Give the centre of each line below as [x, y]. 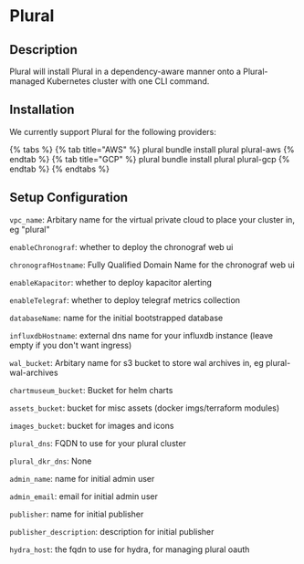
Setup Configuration [69, 198]
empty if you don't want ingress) [71, 345]
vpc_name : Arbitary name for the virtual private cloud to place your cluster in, [152, 219]
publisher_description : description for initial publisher [112, 531]
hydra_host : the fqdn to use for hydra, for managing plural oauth [130, 549]
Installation [42, 110]
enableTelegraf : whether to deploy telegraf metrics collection [125, 300]
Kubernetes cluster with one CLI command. [128, 81]
